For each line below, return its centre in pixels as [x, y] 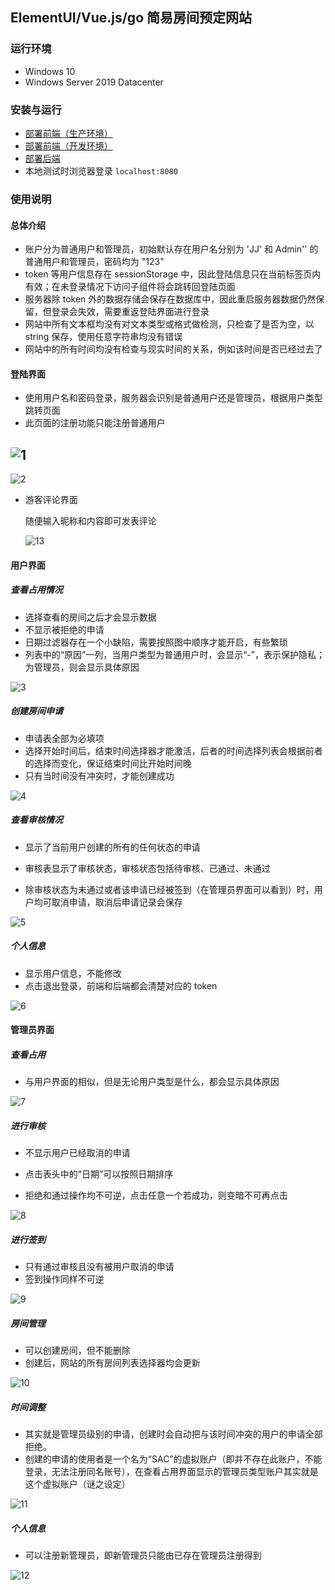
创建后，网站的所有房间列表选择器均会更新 [112, 1363]
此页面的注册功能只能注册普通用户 [95, 423]
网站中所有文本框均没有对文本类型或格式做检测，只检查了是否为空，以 [169, 324]
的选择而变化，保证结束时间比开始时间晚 [108, 763]
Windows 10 [50, 71]
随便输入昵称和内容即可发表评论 [90, 521]
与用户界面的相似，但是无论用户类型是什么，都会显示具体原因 [152, 1082]
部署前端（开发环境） [68, 145]
